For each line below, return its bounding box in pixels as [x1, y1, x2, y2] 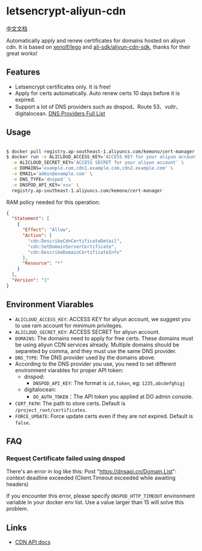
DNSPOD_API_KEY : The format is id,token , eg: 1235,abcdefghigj [32, 379, 185, 386]
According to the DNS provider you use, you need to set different [14, 360, 176, 368]
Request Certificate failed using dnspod [6, 454, 125, 463]
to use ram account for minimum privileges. [14, 322, 123, 329]
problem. [6, 505, 29, 513]
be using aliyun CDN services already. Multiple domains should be [14, 341, 179, 348]
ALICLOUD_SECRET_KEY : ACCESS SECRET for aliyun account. [14, 328, 161, 335]
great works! [6, 49, 38, 57]
